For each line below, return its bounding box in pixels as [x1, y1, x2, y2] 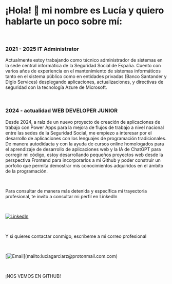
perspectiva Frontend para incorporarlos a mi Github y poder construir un [5, 157, 161, 163]
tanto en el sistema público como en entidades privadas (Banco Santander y [5, 73, 167, 80]
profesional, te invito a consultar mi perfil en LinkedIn [5, 193, 118, 199]
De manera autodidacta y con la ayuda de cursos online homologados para [5, 141, 164, 147]
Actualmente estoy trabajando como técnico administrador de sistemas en [5, 57, 163, 63]
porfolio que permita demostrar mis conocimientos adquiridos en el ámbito [5, 162, 163, 168]
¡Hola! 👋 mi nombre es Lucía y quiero [5, 5, 164, 16]
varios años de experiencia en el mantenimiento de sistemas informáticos [5, 68, 161, 74]
